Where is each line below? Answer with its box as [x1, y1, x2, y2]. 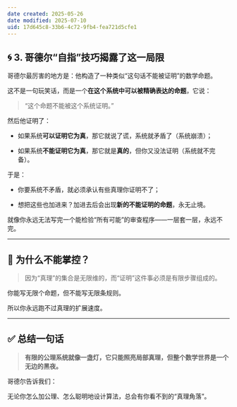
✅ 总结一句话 [7, 333, 64, 345]
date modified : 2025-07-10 [7, 17, 87, 24]
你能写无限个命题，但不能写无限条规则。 [7, 289, 125, 297]
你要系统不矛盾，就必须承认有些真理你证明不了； [17, 185, 160, 194]
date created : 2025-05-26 [7, 10, 83, 18]
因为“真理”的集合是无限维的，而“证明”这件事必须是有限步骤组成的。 [24, 273, 221, 282]
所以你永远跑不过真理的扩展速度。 [7, 304, 107, 312]
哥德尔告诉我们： [7, 377, 57, 385]
